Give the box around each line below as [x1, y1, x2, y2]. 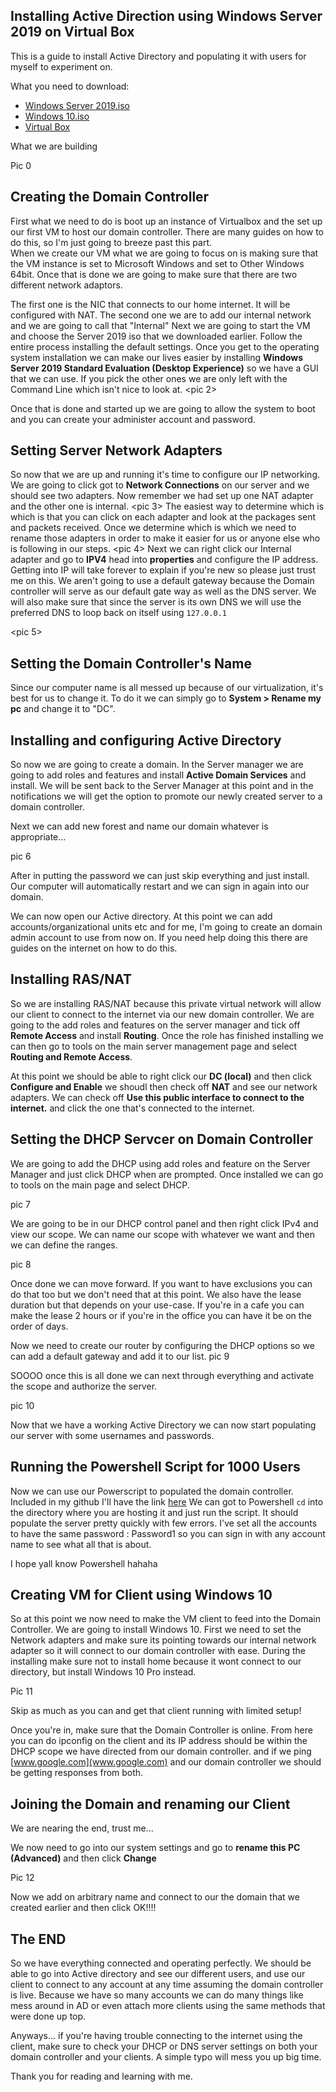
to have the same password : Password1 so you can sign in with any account [10, 1527, 326, 1539]
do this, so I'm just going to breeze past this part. [10, 236, 212, 248]
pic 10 [10, 1399, 35, 1411]
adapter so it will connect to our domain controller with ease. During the [10, 1645, 306, 1657]
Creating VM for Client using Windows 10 [10, 1586, 273, 1603]
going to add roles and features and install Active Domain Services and [10, 769, 307, 781]
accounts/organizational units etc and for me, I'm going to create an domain [10, 921, 323, 933]
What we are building [10, 140, 98, 152]
